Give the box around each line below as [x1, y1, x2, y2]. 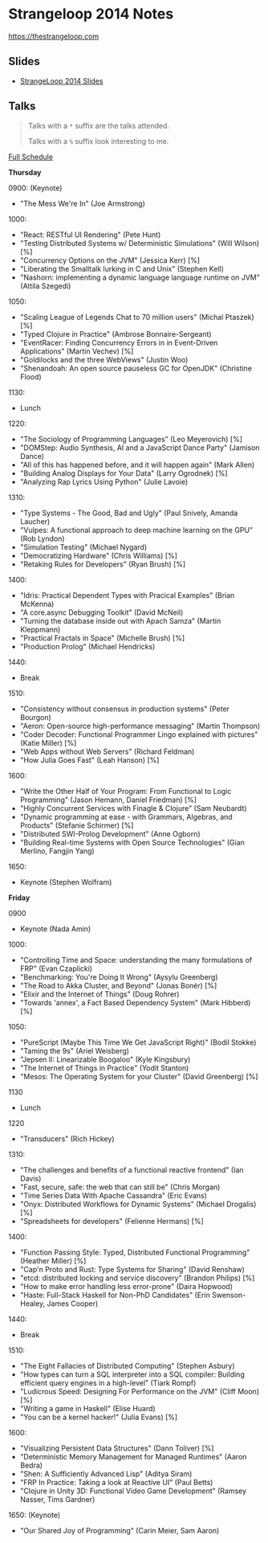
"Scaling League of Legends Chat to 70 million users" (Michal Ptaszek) [19, 312, 254, 321]
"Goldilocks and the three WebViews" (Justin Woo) [19, 354, 189, 364]
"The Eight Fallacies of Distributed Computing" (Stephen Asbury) [19, 1361, 235, 1370]
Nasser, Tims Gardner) [19, 1494, 95, 1504]
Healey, [19, 1299, 46, 1308]
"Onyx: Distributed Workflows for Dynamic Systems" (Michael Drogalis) [19, 1199, 257, 1209]
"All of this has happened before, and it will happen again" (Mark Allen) [19, 460, 255, 469]
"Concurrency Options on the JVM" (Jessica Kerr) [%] [19, 255, 201, 265]
